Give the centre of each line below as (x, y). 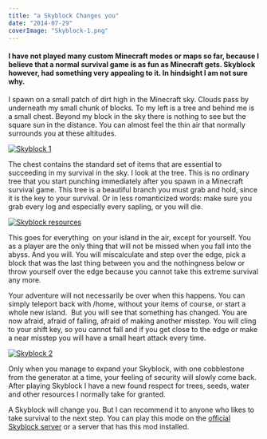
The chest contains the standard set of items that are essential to (115, 164)
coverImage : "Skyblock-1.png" (59, 30)
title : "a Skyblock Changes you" (64, 16)
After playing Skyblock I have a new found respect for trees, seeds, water (129, 386)
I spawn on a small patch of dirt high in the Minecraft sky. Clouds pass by (129, 99)
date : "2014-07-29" (41, 23)
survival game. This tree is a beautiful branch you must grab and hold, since (133, 189)
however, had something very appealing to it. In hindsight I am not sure (128, 73)
